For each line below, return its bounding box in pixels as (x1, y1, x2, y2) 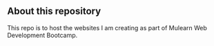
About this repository (7, 5, 101, 17)
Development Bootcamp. (7, 31, 78, 39)
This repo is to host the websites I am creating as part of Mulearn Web (7, 23, 207, 32)
